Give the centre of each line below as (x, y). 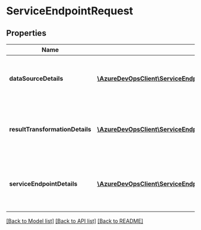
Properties (26, 33)
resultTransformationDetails (50, 129)
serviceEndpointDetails (43, 184)
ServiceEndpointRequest (70, 11)
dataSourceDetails (36, 79)
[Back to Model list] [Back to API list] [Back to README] (75, 221)
